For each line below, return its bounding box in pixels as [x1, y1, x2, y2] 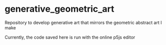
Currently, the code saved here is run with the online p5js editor [4, 34, 136, 40]
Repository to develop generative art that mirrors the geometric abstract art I [4, 20, 162, 25]
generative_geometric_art [4, 3, 115, 15]
